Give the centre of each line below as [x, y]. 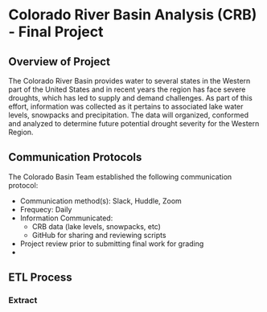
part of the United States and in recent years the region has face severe [127, 89]
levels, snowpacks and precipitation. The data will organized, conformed [129, 115]
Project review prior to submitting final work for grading [112, 244]
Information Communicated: [66, 218]
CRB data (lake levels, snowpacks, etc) [96, 226]
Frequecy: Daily [46, 209]
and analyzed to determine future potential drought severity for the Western [134, 123]
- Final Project [56, 32]
